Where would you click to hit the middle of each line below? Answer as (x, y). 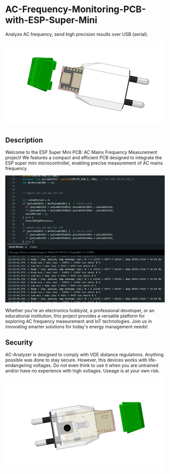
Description (24, 140)
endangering (18, 365)
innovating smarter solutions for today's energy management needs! (77, 326)
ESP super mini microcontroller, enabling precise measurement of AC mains (84, 163)
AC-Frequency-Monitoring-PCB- (76, 9)
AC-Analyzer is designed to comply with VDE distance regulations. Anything (84, 355)
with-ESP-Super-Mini (51, 20)
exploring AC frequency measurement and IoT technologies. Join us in (79, 321)
